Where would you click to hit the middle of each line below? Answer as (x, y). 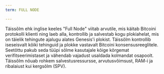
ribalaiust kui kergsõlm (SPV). (36, 66)
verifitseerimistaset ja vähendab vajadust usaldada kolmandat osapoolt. (79, 55)
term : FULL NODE (22, 10)
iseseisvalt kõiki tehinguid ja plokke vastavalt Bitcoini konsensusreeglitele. (82, 45)
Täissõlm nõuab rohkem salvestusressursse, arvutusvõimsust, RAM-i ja (79, 60)
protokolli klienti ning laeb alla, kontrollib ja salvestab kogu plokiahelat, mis (82, 34)
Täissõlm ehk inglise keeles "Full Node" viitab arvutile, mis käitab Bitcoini (80, 29)
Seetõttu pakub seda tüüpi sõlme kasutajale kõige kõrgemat (67, 50)
